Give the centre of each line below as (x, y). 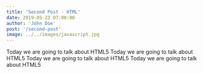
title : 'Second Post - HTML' (43, 12)
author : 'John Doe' (31, 23)
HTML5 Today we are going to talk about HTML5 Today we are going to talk (102, 58)
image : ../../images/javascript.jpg (53, 35)
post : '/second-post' (34, 29)
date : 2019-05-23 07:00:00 (41, 18)
